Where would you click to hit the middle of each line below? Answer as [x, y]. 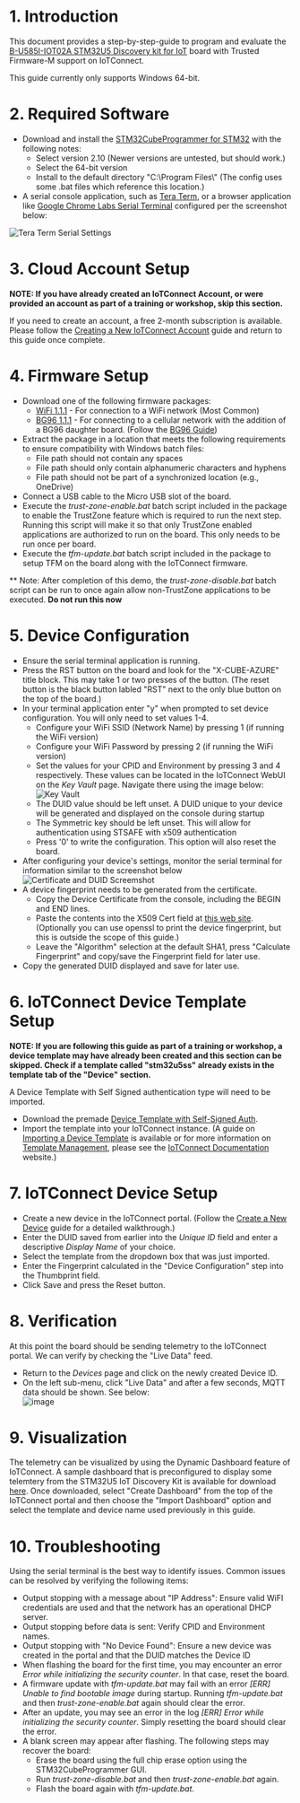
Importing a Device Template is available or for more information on [146, 1138]
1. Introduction [64, 17]
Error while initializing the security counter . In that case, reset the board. [155, 1675]
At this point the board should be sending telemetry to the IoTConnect [138, 1346]
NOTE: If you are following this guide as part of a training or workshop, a [146, 1046]
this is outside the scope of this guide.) [107, 937]
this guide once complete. [57, 339]
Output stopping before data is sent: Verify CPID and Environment [144, 1627]
